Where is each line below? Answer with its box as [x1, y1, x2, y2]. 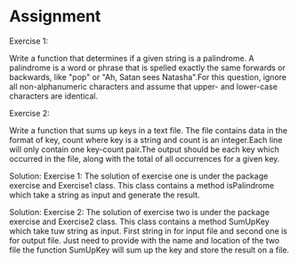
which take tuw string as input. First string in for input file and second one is [9, 225, 287, 236]
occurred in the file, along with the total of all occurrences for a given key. [9, 153, 280, 164]
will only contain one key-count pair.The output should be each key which [9, 144, 280, 155]
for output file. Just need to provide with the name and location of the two [9, 235, 280, 245]
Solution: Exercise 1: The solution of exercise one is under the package [9, 171, 269, 181]
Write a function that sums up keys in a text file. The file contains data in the [9, 124, 287, 135]
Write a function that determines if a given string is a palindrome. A [9, 52, 255, 63]
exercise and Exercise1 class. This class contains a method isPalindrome [9, 180, 275, 190]
